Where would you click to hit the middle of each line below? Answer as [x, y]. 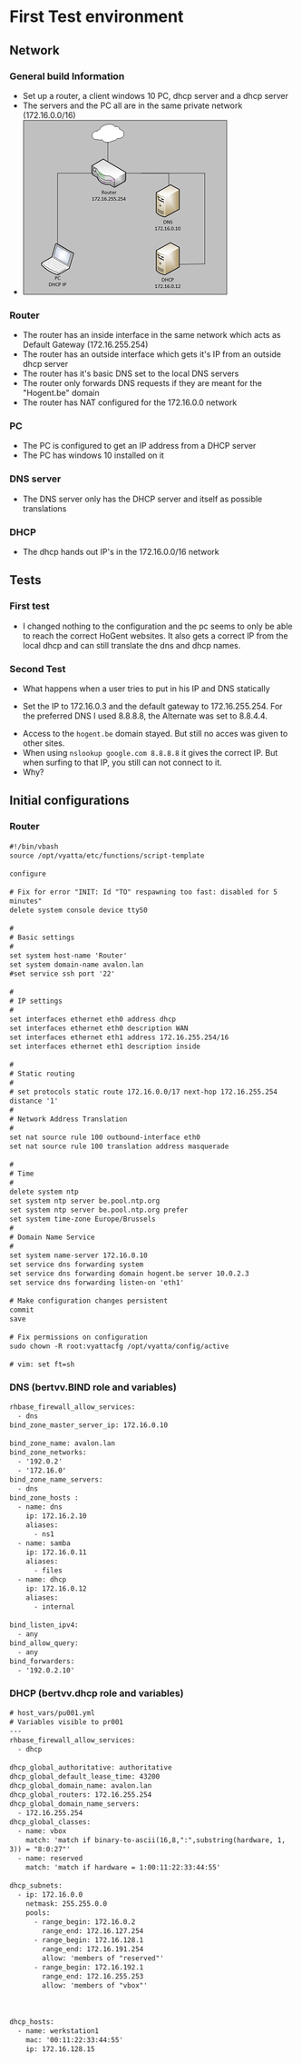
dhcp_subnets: [36, 1886]
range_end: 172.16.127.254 [93, 1931]
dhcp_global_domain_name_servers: [75, 1804]
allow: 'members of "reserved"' [103, 1959]
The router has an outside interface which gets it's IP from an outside [152, 354]
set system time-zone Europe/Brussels [83, 1219]
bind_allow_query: [44, 1643]
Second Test [38, 669]
